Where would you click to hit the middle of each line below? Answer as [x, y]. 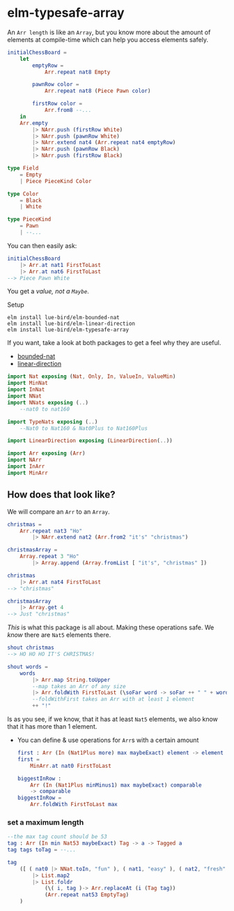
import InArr [26, 467]
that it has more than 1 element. [52, 727]
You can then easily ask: [42, 245]
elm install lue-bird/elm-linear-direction [71, 324]
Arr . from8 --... [68, 110]
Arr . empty [34, 123]
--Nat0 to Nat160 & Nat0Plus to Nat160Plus [84, 428]
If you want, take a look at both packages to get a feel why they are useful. [114, 343]
